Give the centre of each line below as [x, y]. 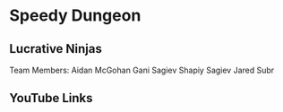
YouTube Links [51, 98]
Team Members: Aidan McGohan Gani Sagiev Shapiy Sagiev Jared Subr [142, 70]
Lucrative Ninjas [56, 49]
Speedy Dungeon [75, 16]
